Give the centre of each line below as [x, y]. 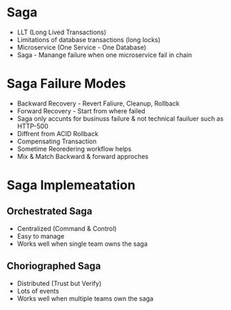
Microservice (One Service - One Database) [82, 47]
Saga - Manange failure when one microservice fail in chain [104, 55]
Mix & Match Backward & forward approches [83, 156]
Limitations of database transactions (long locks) [89, 39]
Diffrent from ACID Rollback [58, 133]
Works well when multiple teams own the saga [85, 298]
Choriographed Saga [54, 266]
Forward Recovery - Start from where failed [81, 110]
